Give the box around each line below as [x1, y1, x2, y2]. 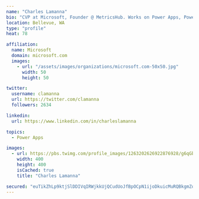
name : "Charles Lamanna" [6, 8, 68, 15]
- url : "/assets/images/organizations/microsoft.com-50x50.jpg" [17, 64, 179, 70]
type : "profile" [6, 25, 46, 31]
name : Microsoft [11, 47, 52, 53]
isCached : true [17, 167, 54, 173]
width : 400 [17, 156, 44, 162]
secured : [6, 184, 28, 189]
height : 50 [21, 75, 49, 81]
